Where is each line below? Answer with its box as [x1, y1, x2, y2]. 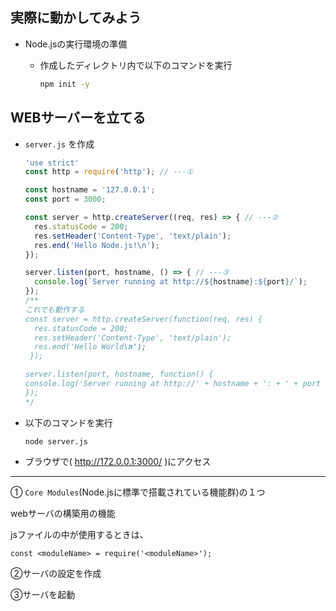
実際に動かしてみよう [10, 9, 142, 27]
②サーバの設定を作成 [10, 567, 102, 579]
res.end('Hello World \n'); [34, 342, 147, 352]
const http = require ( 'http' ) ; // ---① [24, 167, 194, 177]
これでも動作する [24, 304, 85, 315]
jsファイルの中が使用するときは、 [10, 528, 149, 540]
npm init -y [39, 79, 90, 89]
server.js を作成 [24, 138, 95, 150]
